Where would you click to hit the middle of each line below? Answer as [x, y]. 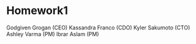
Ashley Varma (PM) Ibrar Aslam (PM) [53, 34]
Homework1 [37, 11]
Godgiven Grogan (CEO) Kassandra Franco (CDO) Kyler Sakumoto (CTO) [98, 28]
